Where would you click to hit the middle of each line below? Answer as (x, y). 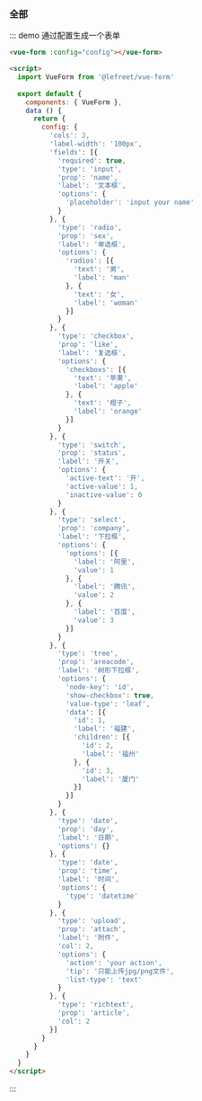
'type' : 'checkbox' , (96, 336)
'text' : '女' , (99, 294)
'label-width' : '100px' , (96, 144)
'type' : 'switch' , (92, 445)
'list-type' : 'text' (104, 980)
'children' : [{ (101, 737)
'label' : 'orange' (108, 412)
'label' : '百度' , (105, 612)
